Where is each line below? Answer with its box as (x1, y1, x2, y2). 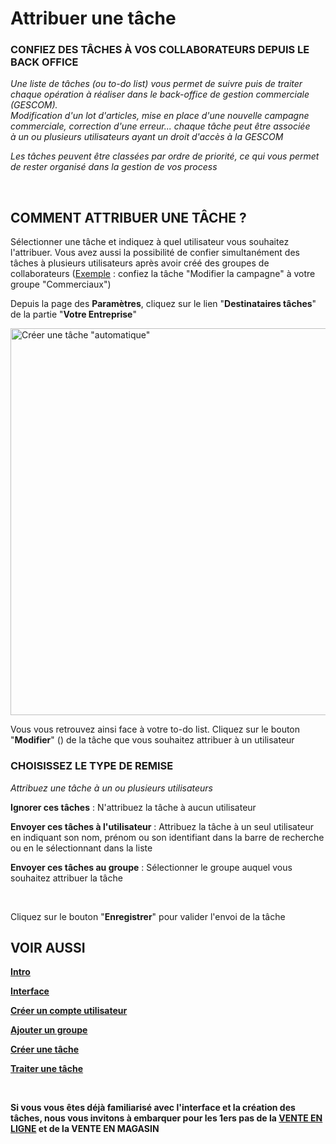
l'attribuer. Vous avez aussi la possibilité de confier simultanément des (10, 247, 300, 259)
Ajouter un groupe (10, 1024, 88, 1036)
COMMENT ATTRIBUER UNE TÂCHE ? (10, 209, 247, 226)
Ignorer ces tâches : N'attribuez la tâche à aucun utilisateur (10, 801, 257, 813)
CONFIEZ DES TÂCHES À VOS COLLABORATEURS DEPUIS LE (10, 43, 310, 57)
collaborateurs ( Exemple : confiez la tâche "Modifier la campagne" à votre (10, 268, 316, 280)
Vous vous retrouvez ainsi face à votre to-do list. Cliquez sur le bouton (10, 723, 301, 736)
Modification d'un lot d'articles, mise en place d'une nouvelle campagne (10, 110, 310, 122)
